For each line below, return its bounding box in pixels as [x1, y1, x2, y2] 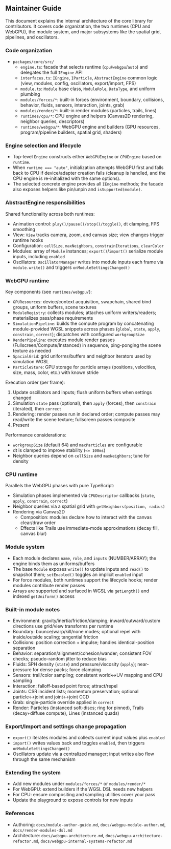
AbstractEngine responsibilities [5, 199, 86, 206]
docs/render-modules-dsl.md [12, 827, 72, 833]
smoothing [12, 226, 36, 232]
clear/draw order [20, 520, 56, 526]
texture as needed [12, 348, 52, 354]
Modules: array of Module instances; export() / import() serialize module [12, 248, 163, 254]
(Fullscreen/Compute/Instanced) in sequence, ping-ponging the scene [12, 342, 161, 348]
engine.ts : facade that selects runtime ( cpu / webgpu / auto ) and [20, 64, 148, 70]
